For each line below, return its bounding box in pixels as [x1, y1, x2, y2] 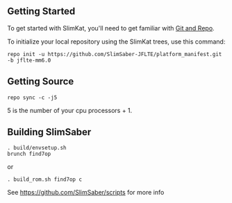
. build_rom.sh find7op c [7, 176, 82, 183]
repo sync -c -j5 [7, 94, 58, 101]
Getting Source [7, 76, 74, 87]
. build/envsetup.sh [7, 145, 67, 152]
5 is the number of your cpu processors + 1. [7, 106, 133, 114]
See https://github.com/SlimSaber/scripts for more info [7, 188, 165, 197]
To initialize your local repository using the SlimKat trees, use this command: [7, 37, 226, 46]
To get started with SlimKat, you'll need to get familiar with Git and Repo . [7, 24, 215, 32]
